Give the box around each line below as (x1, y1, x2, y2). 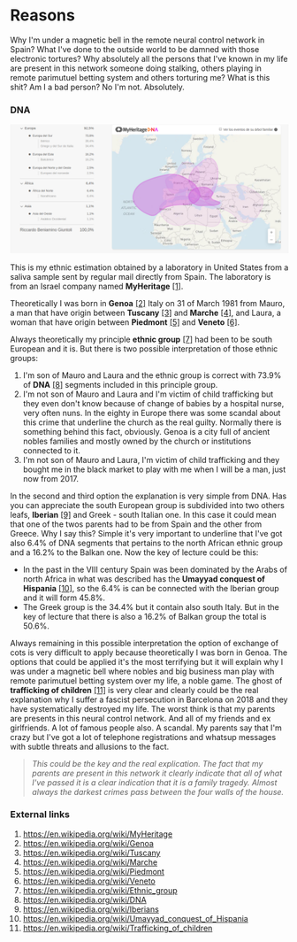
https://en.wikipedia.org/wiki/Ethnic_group (22, 884, 178, 895)
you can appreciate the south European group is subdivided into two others (10, 499, 286, 510)
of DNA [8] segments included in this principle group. (22, 379, 218, 390)
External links (10, 808, 70, 821)
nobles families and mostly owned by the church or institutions (22, 436, 252, 446)
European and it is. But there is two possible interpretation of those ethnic (10, 343, 278, 354)
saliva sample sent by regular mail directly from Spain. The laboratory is (10, 271, 271, 282)
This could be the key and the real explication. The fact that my (31, 758, 263, 768)
